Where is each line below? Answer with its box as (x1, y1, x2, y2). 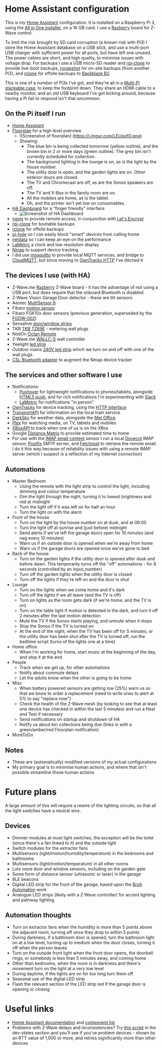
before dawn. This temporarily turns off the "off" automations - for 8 (19, 561, 157, 567)
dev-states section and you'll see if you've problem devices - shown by (12, 1030, 156, 1035)
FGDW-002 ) (12, 315, 37, 321)
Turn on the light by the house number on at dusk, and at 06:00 (19, 520, 147, 525)
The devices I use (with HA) (5, 272, 91, 280)
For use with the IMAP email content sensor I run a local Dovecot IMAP (12, 435, 154, 442)
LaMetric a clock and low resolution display (12, 241, 99, 247)
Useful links (5, 1003, 54, 1014)
